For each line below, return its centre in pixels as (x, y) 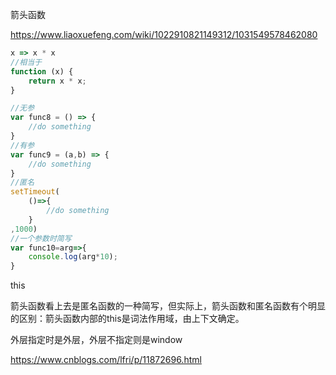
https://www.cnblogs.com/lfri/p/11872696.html (106, 360)
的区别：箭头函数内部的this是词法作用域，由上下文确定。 (127, 319)
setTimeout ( (35, 192)
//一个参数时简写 (41, 238)
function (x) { (42, 71)
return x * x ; (57, 81)
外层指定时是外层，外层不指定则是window (96, 340)
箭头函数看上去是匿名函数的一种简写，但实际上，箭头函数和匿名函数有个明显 (168, 306)
